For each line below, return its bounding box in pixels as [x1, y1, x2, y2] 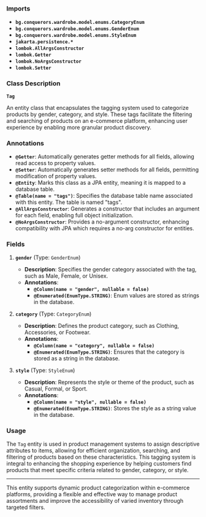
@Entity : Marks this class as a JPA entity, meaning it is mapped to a [15, 179, 186, 186]
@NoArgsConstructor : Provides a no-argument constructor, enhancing [15, 218, 189, 225]
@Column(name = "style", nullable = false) [33, 399, 147, 406]
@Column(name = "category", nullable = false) [33, 343, 155, 349]
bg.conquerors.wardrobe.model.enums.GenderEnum [15, 26, 139, 32]
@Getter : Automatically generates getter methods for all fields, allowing [15, 152, 194, 160]
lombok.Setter [15, 65, 51, 71]
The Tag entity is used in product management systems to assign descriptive [6, 440, 200, 448]
